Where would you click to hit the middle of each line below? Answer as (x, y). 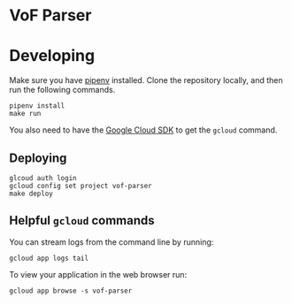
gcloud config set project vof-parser (81, 186)
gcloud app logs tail (49, 258)
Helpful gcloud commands (82, 220)
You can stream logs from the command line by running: (111, 242)
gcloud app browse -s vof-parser (71, 291)
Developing (52, 56)
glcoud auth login (43, 178)
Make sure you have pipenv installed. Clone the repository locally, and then (146, 80)
